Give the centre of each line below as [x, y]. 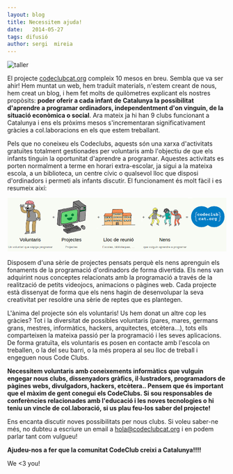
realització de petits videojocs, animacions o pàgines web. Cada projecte [112, 284]
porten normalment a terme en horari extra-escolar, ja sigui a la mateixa [110, 166]
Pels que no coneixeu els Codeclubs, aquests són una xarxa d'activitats [110, 144]
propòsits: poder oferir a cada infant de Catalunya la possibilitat [101, 100]
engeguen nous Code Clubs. [48, 357]
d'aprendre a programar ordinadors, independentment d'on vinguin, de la [115, 108]
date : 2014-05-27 [35, 29]
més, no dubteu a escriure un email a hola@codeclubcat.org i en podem [111, 429]
